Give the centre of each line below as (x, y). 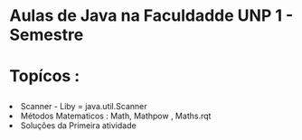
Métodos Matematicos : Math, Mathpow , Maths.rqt (116, 116)
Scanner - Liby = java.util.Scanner (84, 107)
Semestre (47, 35)
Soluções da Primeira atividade (79, 126)
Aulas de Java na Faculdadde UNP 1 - (151, 16)
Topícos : (45, 76)
